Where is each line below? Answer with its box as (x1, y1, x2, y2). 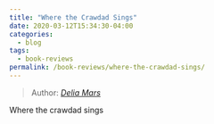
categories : (9, 29, 53, 38)
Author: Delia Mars (30, 87, 101, 98)
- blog (17, 37, 42, 47)
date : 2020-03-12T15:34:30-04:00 (9, 21, 134, 30)
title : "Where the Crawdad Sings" (9, 12, 138, 22)
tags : (9, 46, 29, 55)
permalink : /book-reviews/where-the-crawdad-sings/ (9, 63, 205, 72)
